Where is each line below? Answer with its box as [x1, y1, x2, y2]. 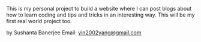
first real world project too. [6, 18, 72, 24]
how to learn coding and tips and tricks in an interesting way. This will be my [6, 11, 195, 18]
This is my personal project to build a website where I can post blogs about [6, 5, 192, 12]
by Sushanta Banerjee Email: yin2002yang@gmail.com [6, 29, 142, 36]
